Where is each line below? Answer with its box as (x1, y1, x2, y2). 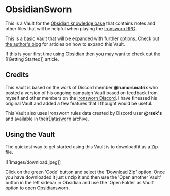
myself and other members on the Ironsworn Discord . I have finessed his (5, 95, 157, 101)
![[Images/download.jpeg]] (5, 159, 61, 165)
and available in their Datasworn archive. (5, 115, 89, 122)
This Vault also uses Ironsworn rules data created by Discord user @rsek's (5, 110, 162, 116)
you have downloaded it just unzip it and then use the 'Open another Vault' (5, 174, 161, 180)
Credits (5, 71, 29, 80)
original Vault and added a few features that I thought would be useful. (5, 100, 153, 106)
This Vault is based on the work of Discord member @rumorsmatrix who (5, 84, 158, 90)
